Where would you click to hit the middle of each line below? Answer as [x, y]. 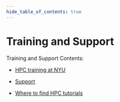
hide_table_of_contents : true [44, 12]
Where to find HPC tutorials [49, 93]
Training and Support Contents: [45, 58]
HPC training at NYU [40, 70]
